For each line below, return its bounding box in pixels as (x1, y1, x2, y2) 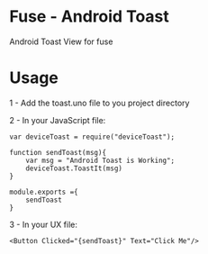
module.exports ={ (9, 187, 78, 196)
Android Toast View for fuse (9, 36, 113, 47)
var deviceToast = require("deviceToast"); (9, 132, 176, 141)
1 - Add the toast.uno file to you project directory (9, 97, 190, 108)
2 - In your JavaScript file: (9, 114, 106, 125)
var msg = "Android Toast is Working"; (25, 156, 176, 165)
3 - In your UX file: (9, 219, 78, 230)
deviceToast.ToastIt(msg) (25, 164, 123, 173)
